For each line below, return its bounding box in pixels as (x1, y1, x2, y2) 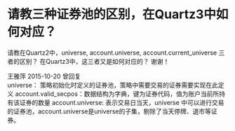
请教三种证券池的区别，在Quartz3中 (7, 6, 216, 22)
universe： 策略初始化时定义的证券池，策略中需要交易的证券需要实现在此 (7, 81, 219, 89)
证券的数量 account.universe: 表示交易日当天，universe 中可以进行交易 (19, 98, 224, 106)
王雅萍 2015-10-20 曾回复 (7, 71, 81, 81)
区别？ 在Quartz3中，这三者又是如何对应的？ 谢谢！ (19, 57, 170, 65)
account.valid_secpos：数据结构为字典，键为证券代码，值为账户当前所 (15, 89, 220, 98)
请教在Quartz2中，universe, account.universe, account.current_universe (7, 48, 217, 57)
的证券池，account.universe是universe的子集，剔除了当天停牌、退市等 (7, 106, 212, 116)
